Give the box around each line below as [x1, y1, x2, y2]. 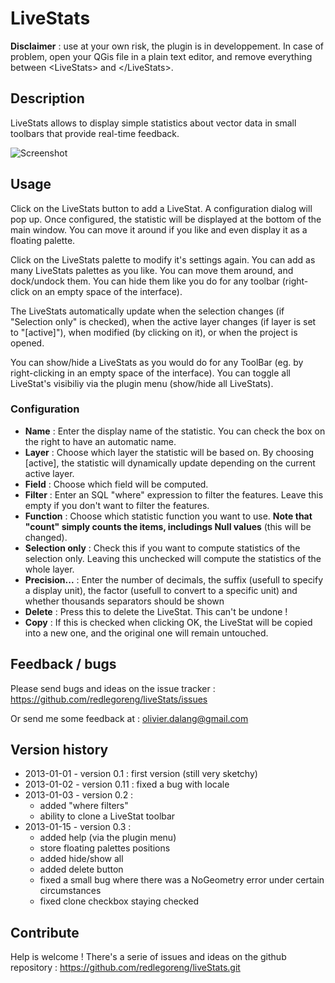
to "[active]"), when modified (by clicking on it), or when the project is [10, 326, 298, 338]
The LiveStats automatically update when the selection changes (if [10, 305, 285, 317]
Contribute [10, 924, 80, 941]
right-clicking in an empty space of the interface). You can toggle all [10, 367, 291, 379]
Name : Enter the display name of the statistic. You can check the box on [24, 425, 326, 437]
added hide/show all [39, 853, 124, 865]
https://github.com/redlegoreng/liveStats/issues [10, 693, 208, 705]
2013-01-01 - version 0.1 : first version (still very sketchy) [24, 768, 258, 780]
